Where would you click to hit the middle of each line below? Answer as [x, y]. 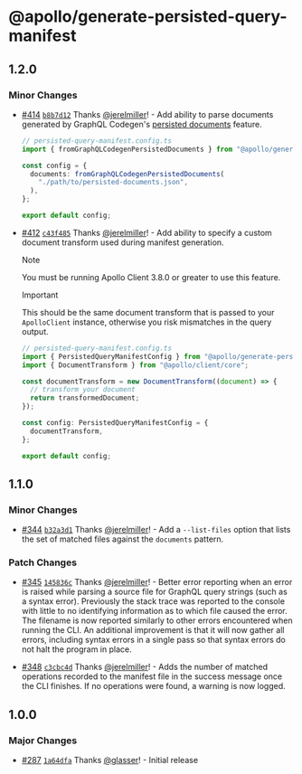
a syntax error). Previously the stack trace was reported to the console [153, 601]
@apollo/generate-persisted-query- [148, 17]
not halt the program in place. [76, 649]
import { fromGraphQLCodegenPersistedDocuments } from [127, 149]
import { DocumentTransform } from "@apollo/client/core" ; [135, 365]
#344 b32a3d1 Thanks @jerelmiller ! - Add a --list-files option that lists [156, 530]
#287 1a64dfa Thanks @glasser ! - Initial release [110, 760]
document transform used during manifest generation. [123, 242]
